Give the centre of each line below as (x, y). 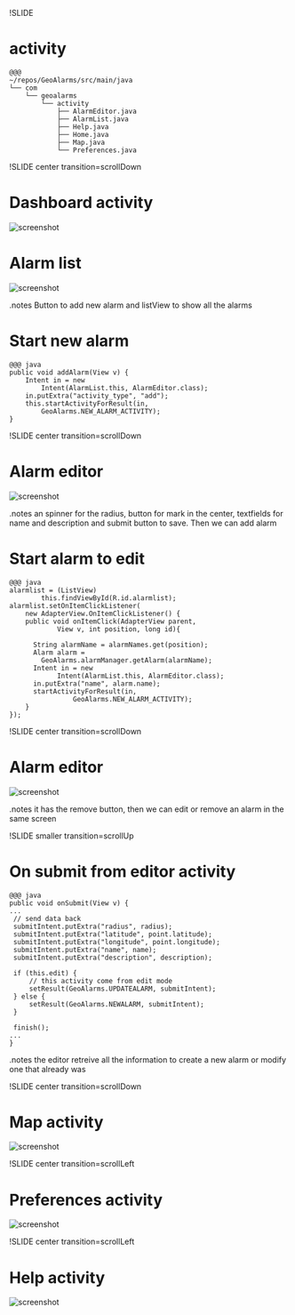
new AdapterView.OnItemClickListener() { (103, 613)
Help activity (57, 1277)
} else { (29, 996)
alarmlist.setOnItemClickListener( (75, 605)
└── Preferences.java (97, 150)
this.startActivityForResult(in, (87, 404)
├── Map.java (80, 142)
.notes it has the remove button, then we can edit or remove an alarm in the (147, 809)
